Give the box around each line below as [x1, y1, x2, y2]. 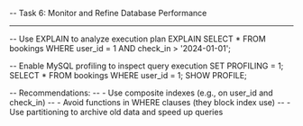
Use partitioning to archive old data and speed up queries [9, 107, 224, 117]
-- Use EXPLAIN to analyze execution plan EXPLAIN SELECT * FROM [9, 33, 266, 44]
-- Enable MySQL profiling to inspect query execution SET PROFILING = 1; [9, 60, 284, 71]
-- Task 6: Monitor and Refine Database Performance [9, 8, 207, 18]
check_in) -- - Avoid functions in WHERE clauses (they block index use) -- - [9, 97, 291, 107]
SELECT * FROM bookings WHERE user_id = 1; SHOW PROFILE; [9, 70, 248, 80]
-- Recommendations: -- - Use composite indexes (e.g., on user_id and [9, 87, 273, 98]
